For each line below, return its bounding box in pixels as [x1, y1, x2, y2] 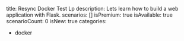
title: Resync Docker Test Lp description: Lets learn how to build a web [6, 5, 179, 12]
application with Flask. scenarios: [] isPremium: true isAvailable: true [6, 11, 173, 18]
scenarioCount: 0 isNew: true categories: [6, 18, 107, 24]
